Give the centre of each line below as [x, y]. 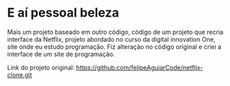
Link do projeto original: [41, 67]
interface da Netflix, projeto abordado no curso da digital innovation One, [112, 39]
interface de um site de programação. [61, 54]
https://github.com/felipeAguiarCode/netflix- [139, 67]
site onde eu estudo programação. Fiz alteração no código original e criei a [114, 46]
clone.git [20, 75]
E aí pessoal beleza [63, 13]
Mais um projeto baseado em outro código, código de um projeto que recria [115, 32]
